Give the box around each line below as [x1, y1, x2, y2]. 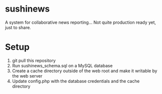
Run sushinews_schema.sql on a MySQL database [12, 63, 113, 68]
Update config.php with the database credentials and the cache [12, 78, 140, 84]
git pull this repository [12, 57, 56, 63]
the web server [12, 73, 43, 78]
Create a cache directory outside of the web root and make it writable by [12, 68, 158, 74]
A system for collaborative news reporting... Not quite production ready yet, [5, 19, 156, 25]
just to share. [5, 24, 32, 30]
